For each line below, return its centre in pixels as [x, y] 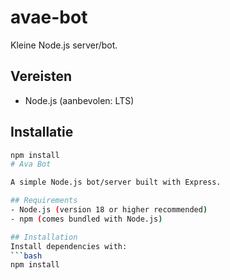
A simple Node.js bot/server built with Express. [116, 182]
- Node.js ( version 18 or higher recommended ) [109, 210]
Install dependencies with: [69, 246]
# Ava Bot [31, 164]
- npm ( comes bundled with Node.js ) [86, 219]
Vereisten [41, 76]
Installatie [42, 132]
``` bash [26, 256]
